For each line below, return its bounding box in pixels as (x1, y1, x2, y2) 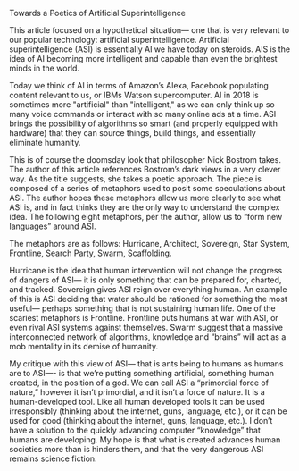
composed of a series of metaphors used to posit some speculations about (9, 183, 286, 193)
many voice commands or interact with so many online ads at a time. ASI (9, 109, 277, 119)
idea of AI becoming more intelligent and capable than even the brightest (9, 54, 278, 63)
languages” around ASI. (9, 221, 96, 231)
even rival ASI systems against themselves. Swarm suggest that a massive (9, 322, 284, 332)
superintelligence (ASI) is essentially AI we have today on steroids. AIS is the (9, 44, 291, 55)
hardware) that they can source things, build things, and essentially (9, 128, 256, 138)
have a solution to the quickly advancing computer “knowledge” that (9, 425, 261, 435)
